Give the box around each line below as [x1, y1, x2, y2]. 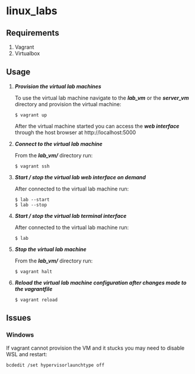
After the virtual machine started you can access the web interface [14, 122, 180, 129]
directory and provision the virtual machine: [14, 100, 122, 107]
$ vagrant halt [14, 268, 53, 274]
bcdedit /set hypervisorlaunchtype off [6, 362, 105, 368]
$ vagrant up [14, 112, 47, 118]
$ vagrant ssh [14, 163, 50, 169]
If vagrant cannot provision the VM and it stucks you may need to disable [6, 344, 185, 351]
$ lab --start [14, 196, 50, 202]
